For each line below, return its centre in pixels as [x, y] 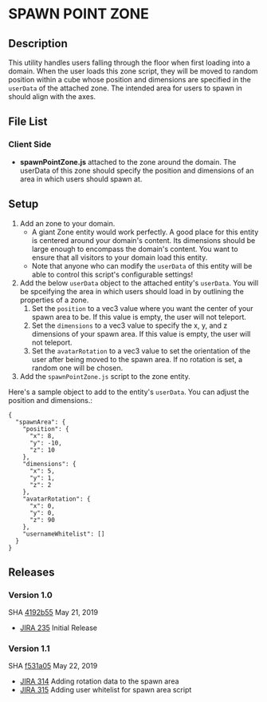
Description [38, 44]
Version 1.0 [31, 595]
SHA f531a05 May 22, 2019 [53, 666]
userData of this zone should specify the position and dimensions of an [137, 170]
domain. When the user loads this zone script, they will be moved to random [133, 71]
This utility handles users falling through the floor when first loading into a [130, 62]
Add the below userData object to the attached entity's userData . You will [139, 283]
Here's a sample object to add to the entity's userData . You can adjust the [129, 392]
